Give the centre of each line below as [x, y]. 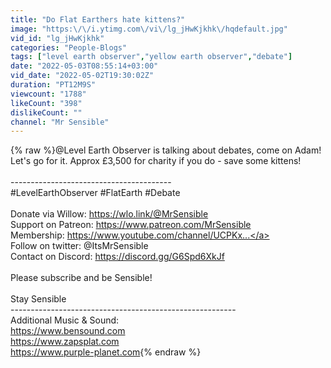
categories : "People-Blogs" [69, 47]
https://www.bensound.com [68, 331]
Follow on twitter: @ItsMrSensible [79, 246]
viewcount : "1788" [48, 94]
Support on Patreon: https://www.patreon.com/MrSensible [131, 225]
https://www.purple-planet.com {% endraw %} [106, 352]
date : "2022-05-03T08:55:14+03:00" [84, 66]
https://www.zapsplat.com [65, 342]
